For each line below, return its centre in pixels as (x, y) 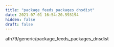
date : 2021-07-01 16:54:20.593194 (42, 15)
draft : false (19, 24)
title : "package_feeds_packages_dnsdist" (50, 10)
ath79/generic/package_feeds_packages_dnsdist (57, 39)
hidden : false (20, 19)
